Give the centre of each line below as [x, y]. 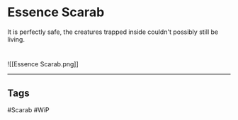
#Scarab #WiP [28, 109]
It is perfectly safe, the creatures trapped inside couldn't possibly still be [113, 32]
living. [16, 39]
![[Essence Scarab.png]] [43, 64]
